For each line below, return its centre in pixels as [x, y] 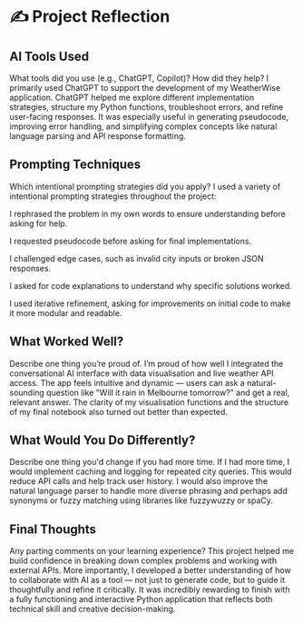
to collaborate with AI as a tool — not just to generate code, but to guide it [147, 580]
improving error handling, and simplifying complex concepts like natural [143, 126]
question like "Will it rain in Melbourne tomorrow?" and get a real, [168, 392]
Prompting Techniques [75, 165]
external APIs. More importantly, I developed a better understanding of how [151, 570]
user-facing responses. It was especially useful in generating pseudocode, [149, 117]
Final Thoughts [53, 529]
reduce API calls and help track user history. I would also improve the [139, 481]
